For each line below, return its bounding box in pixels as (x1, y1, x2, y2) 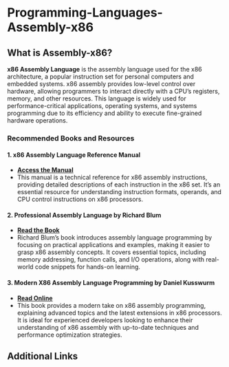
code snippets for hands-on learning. (34, 263, 141, 271)
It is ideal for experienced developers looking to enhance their (17, 315, 193, 324)
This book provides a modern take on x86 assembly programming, (17, 301, 206, 309)
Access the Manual (17, 166, 74, 174)
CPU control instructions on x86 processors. (17, 195, 144, 204)
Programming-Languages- (7, 5, 163, 21)
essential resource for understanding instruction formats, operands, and (17, 188, 222, 196)
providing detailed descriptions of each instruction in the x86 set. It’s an (17, 180, 221, 189)
